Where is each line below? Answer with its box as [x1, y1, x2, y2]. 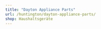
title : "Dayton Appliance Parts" [5, 7, 76, 12]
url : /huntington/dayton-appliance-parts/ [5, 12, 96, 17]
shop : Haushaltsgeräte [5, 16, 53, 21]
